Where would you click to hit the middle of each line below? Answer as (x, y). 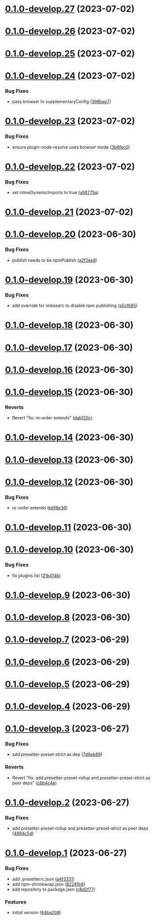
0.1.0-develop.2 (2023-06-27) (67, 803)
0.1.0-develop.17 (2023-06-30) (69, 348)
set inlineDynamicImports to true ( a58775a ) (55, 193)
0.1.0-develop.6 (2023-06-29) (67, 662)
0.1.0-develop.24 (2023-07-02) (70, 76)
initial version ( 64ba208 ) (37, 912)
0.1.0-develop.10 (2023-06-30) (70, 550)
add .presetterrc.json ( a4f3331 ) (43, 879)
